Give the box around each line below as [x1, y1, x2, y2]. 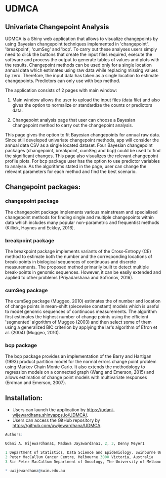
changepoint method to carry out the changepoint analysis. [12, 122, 133, 128]
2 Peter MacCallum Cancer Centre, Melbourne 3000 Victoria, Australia [5, 455, 154, 460]
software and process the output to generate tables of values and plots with [5, 57, 160, 62]
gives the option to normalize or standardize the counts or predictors [12, 102, 153, 108]
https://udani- [86, 407, 115, 413]
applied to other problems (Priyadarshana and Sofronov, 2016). [5, 274, 133, 280]
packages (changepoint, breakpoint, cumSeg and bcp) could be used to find [5, 148, 161, 153]
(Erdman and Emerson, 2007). [5, 379, 67, 386]
